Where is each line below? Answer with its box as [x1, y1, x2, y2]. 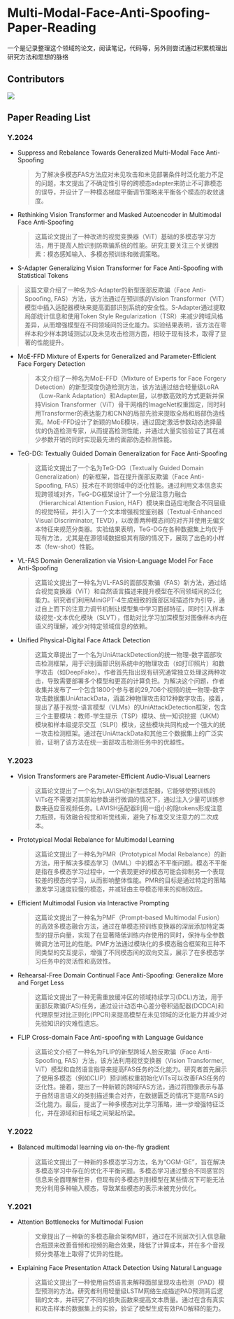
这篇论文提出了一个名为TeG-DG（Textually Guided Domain [34, 464, 204, 472]
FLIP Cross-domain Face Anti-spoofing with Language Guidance [17, 1033, 204, 1041]
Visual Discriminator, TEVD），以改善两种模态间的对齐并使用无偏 [34, 516, 219, 525]
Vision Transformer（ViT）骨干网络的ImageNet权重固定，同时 [41, 400, 220, 409]
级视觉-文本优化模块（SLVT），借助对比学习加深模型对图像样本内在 [34, 614, 228, 622]
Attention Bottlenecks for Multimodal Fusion [17, 1218, 144, 1226]
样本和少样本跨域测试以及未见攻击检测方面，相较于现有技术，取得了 [24, 330, 221, 338]
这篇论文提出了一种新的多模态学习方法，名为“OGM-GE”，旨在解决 [34, 1158, 226, 1166]
